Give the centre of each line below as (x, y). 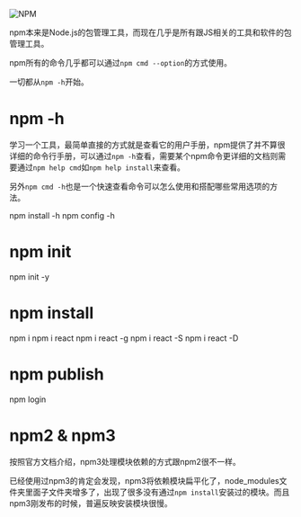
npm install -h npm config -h (62, 215)
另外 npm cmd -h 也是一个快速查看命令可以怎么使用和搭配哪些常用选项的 (140, 186)
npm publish (57, 374)
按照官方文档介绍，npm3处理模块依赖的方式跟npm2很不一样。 (125, 461)
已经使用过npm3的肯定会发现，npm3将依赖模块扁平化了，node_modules (145, 480)
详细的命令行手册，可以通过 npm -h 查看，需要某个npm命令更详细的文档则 (144, 156)
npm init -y (29, 276)
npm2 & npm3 (63, 435)
